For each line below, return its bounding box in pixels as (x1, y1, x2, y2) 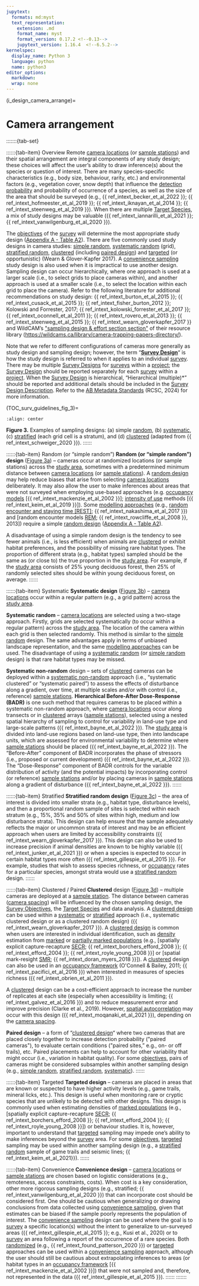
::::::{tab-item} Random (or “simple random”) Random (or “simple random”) (6, 450, 192, 458)
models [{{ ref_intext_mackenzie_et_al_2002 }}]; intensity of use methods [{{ (6, 495, 194, 502)
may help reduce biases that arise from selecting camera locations (6, 476, 169, 483)
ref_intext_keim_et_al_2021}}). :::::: (6, 1154, 90, 1161)
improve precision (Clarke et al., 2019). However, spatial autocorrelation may (6, 1005, 193, 1012)
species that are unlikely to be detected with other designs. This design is (6, 1098, 187, 1105)
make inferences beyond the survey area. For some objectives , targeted (6, 1135, 182, 1142)
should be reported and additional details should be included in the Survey (6, 380, 189, 387)
